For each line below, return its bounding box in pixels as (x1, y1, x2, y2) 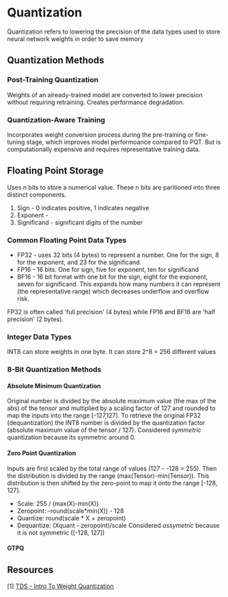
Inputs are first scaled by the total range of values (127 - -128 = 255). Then (7, 464, 217, 472)
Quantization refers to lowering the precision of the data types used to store (7, 27, 220, 36)
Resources (7, 563, 54, 576)
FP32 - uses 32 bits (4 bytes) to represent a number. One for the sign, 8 (16, 251, 220, 259)
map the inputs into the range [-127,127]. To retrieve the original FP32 (7, 411, 201, 420)
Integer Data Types (7, 332, 72, 342)
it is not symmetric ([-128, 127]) (16, 529, 105, 537)
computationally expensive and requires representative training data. (7, 145, 201, 153)
